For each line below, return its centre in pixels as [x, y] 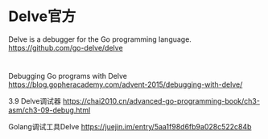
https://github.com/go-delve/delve [66, 47]
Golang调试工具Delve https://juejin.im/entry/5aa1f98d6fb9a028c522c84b [130, 127]
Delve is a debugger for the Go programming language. [100, 39]
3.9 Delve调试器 [35, 101]
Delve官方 [42, 16]
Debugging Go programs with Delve [68, 76]
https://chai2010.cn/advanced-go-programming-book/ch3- [161, 101]
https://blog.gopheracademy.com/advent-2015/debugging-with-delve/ [126, 84]
